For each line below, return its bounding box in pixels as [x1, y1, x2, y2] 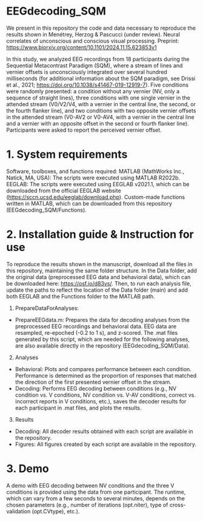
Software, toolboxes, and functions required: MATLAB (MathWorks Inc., [6, 167, 185, 175]
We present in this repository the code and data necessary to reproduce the [6, 24, 196, 32]
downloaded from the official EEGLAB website [6, 187, 121, 194]
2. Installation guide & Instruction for [6, 227, 194, 241]
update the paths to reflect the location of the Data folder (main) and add [6, 286, 188, 294]
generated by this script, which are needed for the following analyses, [15, 335, 190, 343]
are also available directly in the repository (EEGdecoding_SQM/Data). [15, 341, 190, 349]
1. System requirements [6, 147, 128, 161]
